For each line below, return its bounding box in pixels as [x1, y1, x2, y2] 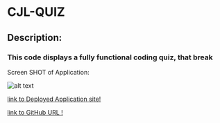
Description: [7, 32, 62, 44]
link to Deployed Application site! [7, 95, 101, 103]
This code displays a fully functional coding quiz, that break [7, 53, 213, 62]
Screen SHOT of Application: [7, 68, 90, 76]
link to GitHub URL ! [7, 108, 64, 116]
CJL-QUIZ [7, 4, 65, 20]
